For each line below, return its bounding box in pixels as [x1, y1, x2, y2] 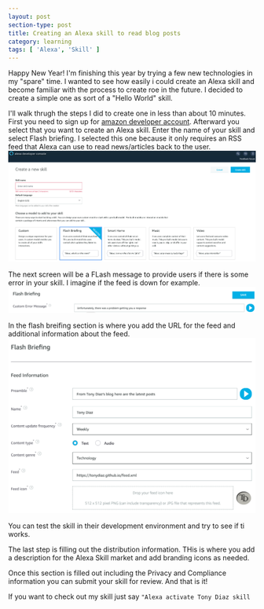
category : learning [8, 38, 72, 46]
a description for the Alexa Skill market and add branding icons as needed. [8, 552, 250, 562]
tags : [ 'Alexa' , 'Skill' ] [8, 46, 101, 54]
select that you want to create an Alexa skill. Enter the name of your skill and [8, 126, 255, 135]
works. [8, 529, 31, 538]
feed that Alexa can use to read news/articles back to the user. [8, 142, 211, 152]
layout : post [8, 13, 51, 20]
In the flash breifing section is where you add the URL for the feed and [8, 321, 236, 330]
